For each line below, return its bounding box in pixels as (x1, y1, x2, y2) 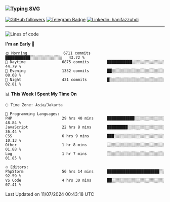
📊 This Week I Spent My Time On (5, 91, 77, 97)
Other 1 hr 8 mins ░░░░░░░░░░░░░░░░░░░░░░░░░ (5, 142, 164, 148)
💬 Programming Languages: (5, 111, 60, 116)
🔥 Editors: (5, 165, 29, 170)
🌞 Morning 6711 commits (5, 51, 91, 56)
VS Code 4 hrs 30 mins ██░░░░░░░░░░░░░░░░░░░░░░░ (5, 178, 164, 183)
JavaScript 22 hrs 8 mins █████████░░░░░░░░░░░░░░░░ (5, 125, 164, 130)
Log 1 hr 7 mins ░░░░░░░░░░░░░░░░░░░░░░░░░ (5, 151, 164, 156)
